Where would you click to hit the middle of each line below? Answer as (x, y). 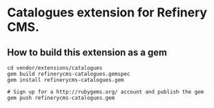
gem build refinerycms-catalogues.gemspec (69, 74)
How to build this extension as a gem (87, 52)
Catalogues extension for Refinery (107, 13)
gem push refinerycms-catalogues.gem (61, 98)
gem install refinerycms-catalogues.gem (66, 80)
